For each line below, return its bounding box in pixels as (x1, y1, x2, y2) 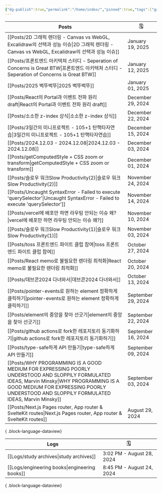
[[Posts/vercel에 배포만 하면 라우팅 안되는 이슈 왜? (7, 209, 117, 216)
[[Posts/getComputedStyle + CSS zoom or (7, 153, 104, 160)
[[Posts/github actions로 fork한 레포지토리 (7, 328, 101, 334)
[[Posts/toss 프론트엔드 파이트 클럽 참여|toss (7, 241, 105, 248)
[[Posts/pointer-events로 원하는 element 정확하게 (7, 287, 118, 294)
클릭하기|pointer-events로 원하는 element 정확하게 (7, 295, 119, 302)
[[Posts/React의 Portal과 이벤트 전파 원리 (7, 94, 97, 100)
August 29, (127, 407, 153, 413)
